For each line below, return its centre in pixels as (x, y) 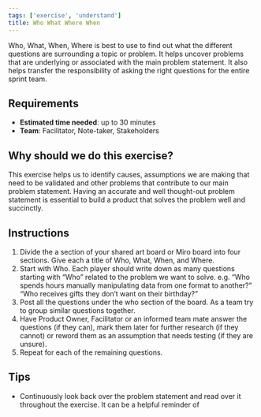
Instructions (39, 233)
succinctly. (26, 208)
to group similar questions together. (77, 310)
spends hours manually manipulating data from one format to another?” (136, 285)
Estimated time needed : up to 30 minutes (88, 122)
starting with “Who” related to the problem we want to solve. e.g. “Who (135, 277)
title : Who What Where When (54, 23)
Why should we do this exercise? (91, 156)
